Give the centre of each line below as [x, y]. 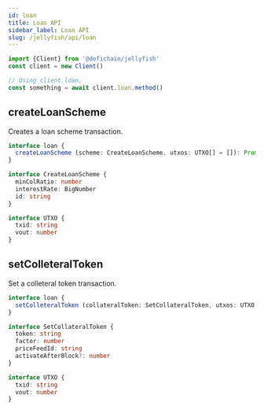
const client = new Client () [56, 66]
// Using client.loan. [45, 80]
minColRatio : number [49, 182]
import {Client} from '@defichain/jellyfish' [84, 59]
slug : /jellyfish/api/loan [52, 37]
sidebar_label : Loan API [49, 30]
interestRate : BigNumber [56, 189]
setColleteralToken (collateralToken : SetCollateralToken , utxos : [126, 305]
